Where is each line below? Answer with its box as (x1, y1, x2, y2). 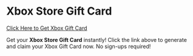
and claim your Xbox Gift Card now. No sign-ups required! (6, 43, 151, 50)
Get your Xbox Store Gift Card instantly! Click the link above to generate (6, 36, 187, 43)
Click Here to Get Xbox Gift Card (6, 24, 87, 32)
